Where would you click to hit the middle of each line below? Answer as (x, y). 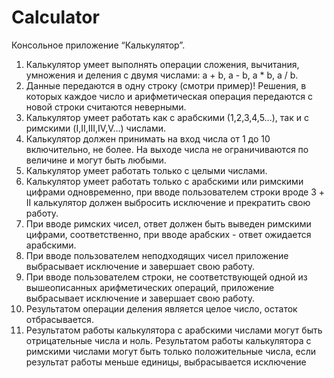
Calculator (55, 17)
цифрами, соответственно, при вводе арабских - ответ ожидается (168, 234)
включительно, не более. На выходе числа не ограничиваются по (167, 149)
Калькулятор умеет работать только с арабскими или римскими (164, 181)
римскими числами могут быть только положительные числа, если (170, 351)
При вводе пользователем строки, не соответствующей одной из (166, 277)
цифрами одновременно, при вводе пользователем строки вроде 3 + (175, 192)
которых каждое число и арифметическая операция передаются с (169, 96)
